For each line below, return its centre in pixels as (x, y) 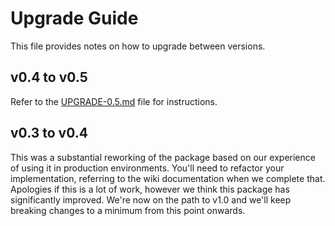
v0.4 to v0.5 (49, 77)
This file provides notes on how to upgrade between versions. (138, 46)
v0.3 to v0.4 (49, 133)
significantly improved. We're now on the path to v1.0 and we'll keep (151, 199)
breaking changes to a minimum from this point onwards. (128, 210)
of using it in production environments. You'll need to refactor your (147, 168)
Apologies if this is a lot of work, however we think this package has (150, 189)
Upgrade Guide (74, 18)
